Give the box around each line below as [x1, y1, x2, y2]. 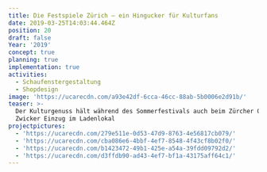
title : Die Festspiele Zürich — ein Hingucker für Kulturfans [8, 11, 219, 20]
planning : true [8, 56, 59, 64]
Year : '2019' [8, 41, 52, 49]
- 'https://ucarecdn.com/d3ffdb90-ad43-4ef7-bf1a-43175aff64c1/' [15, 151, 237, 159]
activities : [8, 71, 48, 78]
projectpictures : [8, 122, 66, 130]
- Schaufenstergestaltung [15, 78, 102, 86]
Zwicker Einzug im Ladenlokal [15, 115, 115, 123]
